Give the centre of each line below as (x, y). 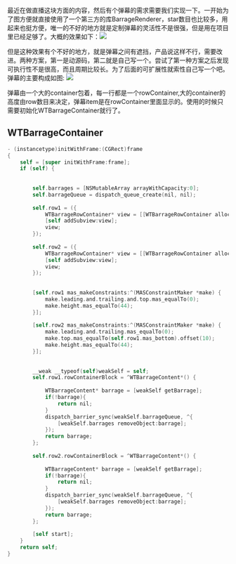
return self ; (39, 547)
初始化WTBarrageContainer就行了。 (72, 110)
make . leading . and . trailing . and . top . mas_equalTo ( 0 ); (122, 299)
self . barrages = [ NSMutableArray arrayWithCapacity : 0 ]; (116, 188)
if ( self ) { (37, 169)
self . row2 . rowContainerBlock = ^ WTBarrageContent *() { (114, 456)
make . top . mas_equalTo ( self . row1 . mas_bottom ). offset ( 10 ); (130, 339)
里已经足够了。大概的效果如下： (53, 37)
